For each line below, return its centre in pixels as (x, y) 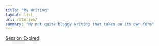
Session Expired (22, 38)
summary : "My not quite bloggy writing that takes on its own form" (80, 24)
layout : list (19, 15)
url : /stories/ (21, 19)
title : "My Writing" (27, 10)
